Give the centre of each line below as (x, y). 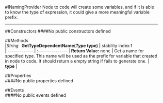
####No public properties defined (39, 81)
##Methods (16, 40)
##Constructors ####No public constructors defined (58, 31)
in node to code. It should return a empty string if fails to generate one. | (77, 61)
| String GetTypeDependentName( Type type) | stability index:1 (69, 46)
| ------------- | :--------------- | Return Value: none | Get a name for (74, 51)
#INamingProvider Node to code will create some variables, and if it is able (80, 7)
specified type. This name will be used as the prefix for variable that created (81, 56)
